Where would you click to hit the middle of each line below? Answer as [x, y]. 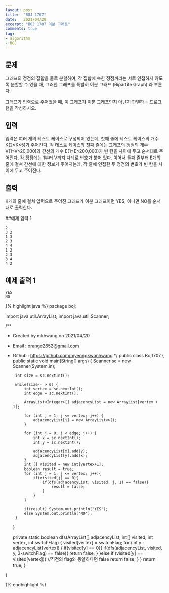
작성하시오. [26, 108]
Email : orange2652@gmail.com [46, 346]
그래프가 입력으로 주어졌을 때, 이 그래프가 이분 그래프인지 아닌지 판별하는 [77, 102]
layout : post [19, 10]
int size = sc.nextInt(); [42, 376]
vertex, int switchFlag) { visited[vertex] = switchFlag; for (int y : [78, 542]
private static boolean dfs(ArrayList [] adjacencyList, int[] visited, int [83, 537]
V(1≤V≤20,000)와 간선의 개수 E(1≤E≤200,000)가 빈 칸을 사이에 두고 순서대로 [82, 151]
